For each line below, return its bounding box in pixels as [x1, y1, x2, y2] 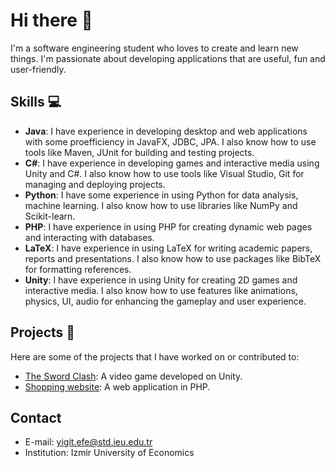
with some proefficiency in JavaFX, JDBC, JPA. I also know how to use [24, 135, 317, 148]
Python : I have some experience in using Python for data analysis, [24, 189, 299, 201]
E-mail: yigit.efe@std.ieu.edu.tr [24, 436, 153, 448]
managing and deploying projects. [24, 178, 166, 190]
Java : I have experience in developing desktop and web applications [24, 125, 308, 137]
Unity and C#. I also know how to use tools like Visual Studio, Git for [24, 167, 305, 179]
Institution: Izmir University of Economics [24, 447, 195, 459]
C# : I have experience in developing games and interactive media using [24, 157, 320, 169]
